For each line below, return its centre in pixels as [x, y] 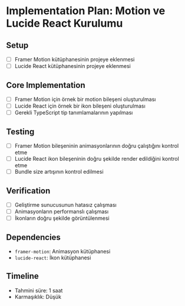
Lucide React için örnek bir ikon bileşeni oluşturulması [80, 106]
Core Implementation [46, 85]
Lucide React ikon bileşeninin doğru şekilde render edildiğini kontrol [97, 159]
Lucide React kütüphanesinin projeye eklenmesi [72, 66]
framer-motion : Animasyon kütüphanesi [62, 251]
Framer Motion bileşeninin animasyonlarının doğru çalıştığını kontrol [97, 145]
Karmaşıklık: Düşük [38, 297]
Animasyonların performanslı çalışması [62, 211]
